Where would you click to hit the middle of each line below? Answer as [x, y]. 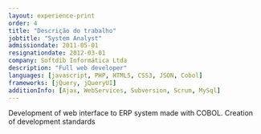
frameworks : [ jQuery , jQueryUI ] [62, 83]
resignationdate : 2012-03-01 [57, 53]
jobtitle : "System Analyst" [55, 38]
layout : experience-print [51, 16]
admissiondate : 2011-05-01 [53, 46]
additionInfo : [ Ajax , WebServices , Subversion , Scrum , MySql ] [114, 90]
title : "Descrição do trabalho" [62, 30]
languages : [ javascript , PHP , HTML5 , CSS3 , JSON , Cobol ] [106, 75]
